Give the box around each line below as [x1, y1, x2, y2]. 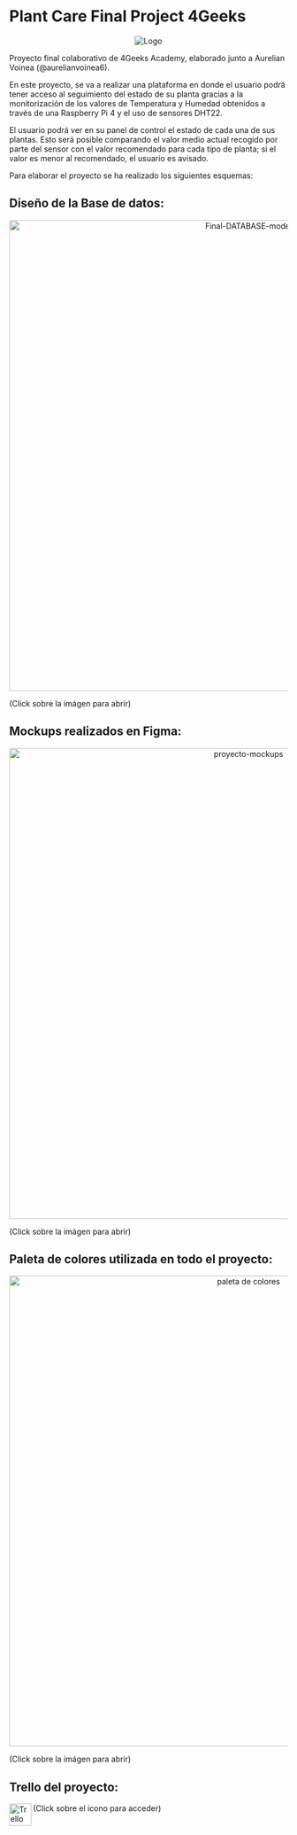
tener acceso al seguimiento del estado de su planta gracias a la [9, 89, 244, 99]
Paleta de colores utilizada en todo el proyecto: [9, 1252, 273, 1267]
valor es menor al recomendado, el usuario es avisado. [9, 152, 209, 163]
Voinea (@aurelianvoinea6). [9, 62, 110, 73]
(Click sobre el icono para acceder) [33, 1803, 162, 1814]
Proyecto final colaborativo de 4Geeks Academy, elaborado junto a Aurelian [9, 52, 286, 63]
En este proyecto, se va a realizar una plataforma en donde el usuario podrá [9, 79, 286, 90]
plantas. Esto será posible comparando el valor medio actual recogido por [9, 134, 278, 144]
